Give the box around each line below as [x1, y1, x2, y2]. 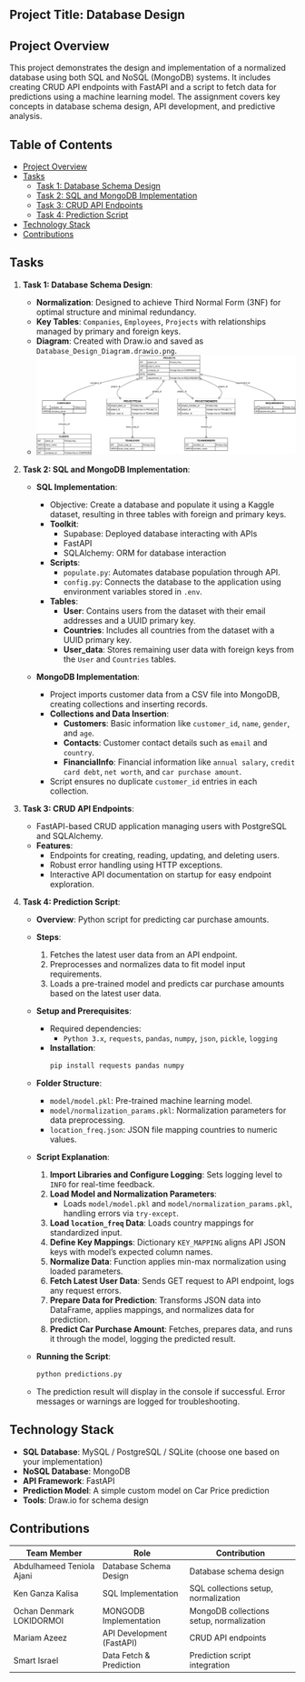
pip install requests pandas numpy [49, 1061, 184, 1070]
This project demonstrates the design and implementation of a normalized [9, 63, 286, 74]
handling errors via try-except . [63, 1207, 180, 1218]
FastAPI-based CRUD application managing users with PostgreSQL [35, 820, 288, 831]
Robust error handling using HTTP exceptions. [49, 859, 223, 870]
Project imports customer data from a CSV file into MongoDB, [49, 688, 280, 699]
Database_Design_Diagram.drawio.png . [35, 345, 178, 355]
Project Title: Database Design [9, 7, 186, 23]
